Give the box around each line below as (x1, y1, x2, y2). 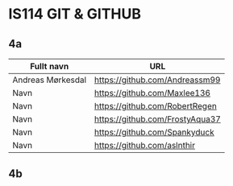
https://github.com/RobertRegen (94, 101, 218, 111)
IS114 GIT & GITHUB (8, 5, 142, 23)
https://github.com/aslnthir (94, 140, 196, 151)
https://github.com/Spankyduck (94, 126, 215, 138)
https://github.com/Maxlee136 (94, 88, 211, 98)
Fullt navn (30, 61, 69, 72)
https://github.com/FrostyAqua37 (94, 114, 222, 125)
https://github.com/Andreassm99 (94, 74, 221, 85)
